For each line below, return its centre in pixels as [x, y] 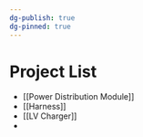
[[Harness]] [44, 107]
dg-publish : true [42, 18]
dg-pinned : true [40, 26]
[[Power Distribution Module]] [78, 97]
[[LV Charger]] [50, 116]
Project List [53, 72]
